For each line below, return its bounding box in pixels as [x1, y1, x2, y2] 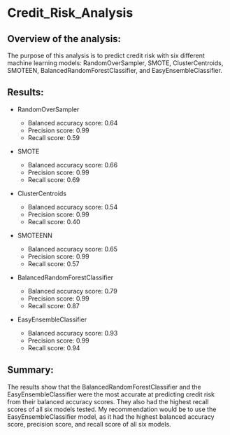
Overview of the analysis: [7, 33, 121, 45]
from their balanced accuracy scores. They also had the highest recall [7, 397, 209, 406]
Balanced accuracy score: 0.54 [27, 202, 118, 211]
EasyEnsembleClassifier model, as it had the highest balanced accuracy [7, 412, 215, 421]
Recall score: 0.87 [27, 301, 80, 310]
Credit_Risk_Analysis [7, 5, 134, 21]
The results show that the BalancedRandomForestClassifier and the [7, 382, 201, 391]
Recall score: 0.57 [27, 259, 80, 268]
